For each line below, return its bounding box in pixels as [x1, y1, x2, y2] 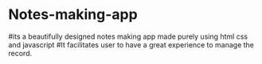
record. [8, 48, 33, 58]
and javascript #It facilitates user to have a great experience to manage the [8, 40, 255, 49]
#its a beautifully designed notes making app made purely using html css [8, 32, 248, 41]
